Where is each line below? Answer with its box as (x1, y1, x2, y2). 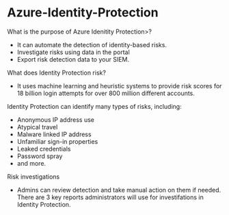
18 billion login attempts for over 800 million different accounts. (16, 89, 195, 97)
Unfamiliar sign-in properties (16, 137, 98, 145)
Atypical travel (16, 123, 58, 131)
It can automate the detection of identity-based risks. (16, 40, 167, 49)
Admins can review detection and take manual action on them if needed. (16, 186, 221, 194)
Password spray (16, 152, 63, 160)
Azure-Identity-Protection (7, 5, 159, 21)
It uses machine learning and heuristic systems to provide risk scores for (16, 81, 222, 90)
